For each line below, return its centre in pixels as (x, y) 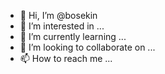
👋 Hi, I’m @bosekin (58, 15)
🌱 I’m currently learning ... (73, 36)
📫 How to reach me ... (66, 58)
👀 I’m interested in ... (62, 26)
